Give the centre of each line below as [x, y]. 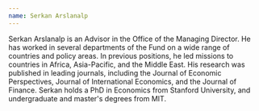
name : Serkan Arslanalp [48, 16]
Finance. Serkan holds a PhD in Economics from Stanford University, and [129, 90]
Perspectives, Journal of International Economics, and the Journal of [122, 81]
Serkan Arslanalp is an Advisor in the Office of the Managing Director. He [130, 39]
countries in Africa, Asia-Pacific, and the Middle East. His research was [127, 64]
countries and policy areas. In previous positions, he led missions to [121, 55]
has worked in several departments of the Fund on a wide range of [119, 47]
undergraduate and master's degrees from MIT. [88, 98]
